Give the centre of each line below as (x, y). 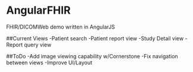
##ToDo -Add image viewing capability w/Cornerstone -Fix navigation (92, 56)
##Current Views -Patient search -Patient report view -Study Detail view (95, 38)
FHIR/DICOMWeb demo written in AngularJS (60, 27)
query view (38, 45)
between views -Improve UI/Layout (49, 62)
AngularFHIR (38, 10)
